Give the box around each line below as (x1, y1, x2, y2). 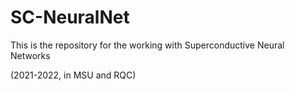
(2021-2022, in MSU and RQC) (10, 69, 137, 81)
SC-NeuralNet (10, 6, 130, 29)
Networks (10, 49, 51, 61)
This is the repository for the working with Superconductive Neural (10, 39, 285, 51)
